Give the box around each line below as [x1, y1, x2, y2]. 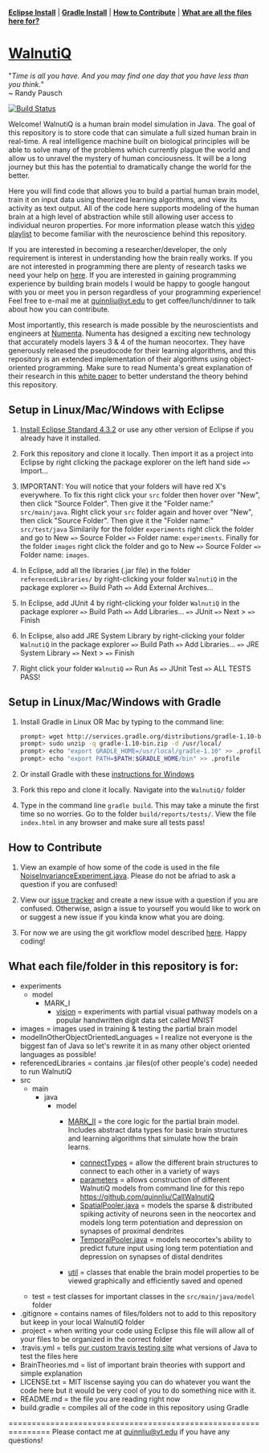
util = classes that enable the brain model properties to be [67, 1267, 259, 1277]
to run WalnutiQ [19, 1067, 72, 1076]
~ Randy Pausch [8, 88, 63, 97]
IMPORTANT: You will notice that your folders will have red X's [19, 481, 226, 491]
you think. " [8, 79, 45, 89]
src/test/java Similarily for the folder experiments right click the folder [19, 524, 255, 534]
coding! [19, 936, 46, 946]
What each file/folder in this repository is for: [8, 960, 239, 973]
